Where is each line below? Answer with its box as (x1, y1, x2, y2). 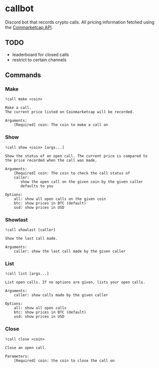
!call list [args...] (5, 271, 49, 276)
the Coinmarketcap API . (5, 24, 53, 30)
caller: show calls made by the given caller (14, 293, 109, 298)
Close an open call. (5, 345, 47, 350)
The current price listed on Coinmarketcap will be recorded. (5, 110, 135, 115)
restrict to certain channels (12, 57, 67, 63)
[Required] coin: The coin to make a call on (14, 123, 109, 127)
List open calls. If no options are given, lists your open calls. (5, 280, 146, 285)
